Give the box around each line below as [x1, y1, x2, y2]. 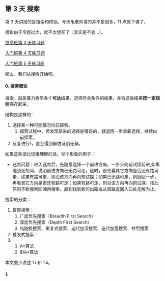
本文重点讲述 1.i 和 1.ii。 [5, 260, 53, 266]
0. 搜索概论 [5, 83, 28, 89]
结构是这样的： [5, 112, 35, 118]
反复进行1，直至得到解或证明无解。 [12, 141, 83, 147]
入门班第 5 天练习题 [5, 61, 45, 66]
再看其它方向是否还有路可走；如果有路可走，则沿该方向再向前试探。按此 [12, 180, 159, 186]
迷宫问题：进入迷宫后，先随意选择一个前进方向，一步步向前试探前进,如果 [12, 161, 160, 167]
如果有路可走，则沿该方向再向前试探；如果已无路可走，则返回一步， [21, 174, 159, 180]
